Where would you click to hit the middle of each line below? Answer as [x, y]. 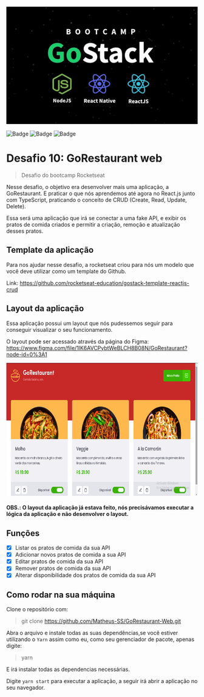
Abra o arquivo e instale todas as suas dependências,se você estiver [92, 633]
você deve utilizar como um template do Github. [66, 271]
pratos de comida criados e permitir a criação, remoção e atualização [93, 225]
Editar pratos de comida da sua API [59, 561]
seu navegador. [26, 688]
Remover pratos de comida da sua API [63, 568]
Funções [23, 533]
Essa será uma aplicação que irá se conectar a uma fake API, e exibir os [96, 218]
